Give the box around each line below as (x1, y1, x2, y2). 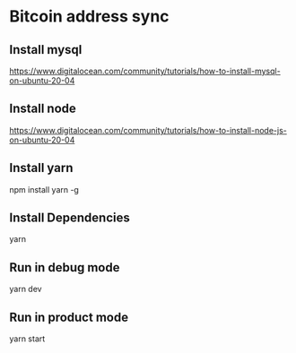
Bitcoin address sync (9, 6, 170, 27)
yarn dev (9, 284, 42, 295)
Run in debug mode (9, 260, 120, 275)
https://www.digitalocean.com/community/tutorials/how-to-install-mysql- (9, 65, 281, 76)
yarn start (9, 333, 46, 344)
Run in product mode (9, 309, 128, 324)
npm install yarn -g (9, 184, 79, 194)
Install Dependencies (9, 211, 130, 226)
